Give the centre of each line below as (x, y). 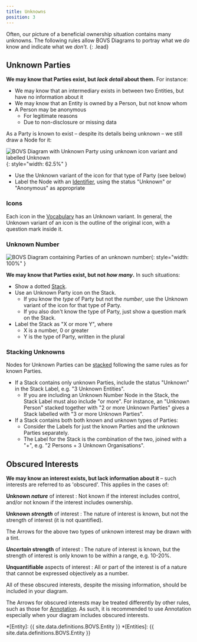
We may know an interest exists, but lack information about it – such (91, 478)
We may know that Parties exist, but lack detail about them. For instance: (97, 79)
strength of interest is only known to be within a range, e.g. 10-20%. (89, 556)
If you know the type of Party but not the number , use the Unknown (106, 299)
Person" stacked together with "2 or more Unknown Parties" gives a (106, 408)
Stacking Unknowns (36, 351)
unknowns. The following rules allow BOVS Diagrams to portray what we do (98, 40)
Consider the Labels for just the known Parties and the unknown (101, 427)
